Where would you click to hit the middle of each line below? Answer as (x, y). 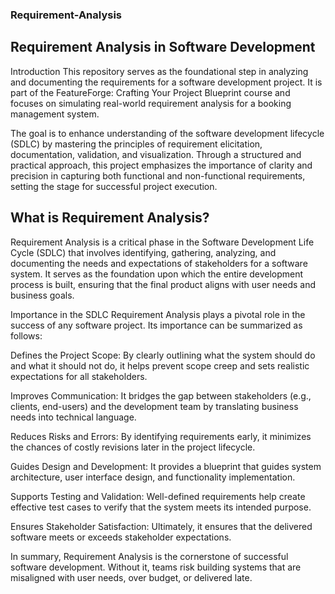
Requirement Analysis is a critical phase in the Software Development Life (162, 242)
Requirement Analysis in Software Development (163, 47)
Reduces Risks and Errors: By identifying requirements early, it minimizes (161, 436)
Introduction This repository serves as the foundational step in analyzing (159, 71)
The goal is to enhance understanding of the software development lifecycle (167, 133)
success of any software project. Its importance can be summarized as (156, 325)
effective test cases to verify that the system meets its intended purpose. (161, 507)
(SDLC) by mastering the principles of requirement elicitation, (136, 144)
